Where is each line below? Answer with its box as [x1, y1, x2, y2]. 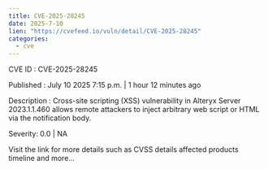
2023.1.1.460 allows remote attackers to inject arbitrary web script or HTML [8, 105, 260, 115]
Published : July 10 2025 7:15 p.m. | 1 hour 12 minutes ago [8, 80, 201, 90]
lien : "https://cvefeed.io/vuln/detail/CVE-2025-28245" [8, 27, 201, 35]
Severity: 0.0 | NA [8, 129, 67, 139]
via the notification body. [8, 113, 92, 123]
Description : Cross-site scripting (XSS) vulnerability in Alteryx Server [8, 96, 241, 106]
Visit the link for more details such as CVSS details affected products [8, 145, 239, 154]
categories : [8, 34, 49, 43]
